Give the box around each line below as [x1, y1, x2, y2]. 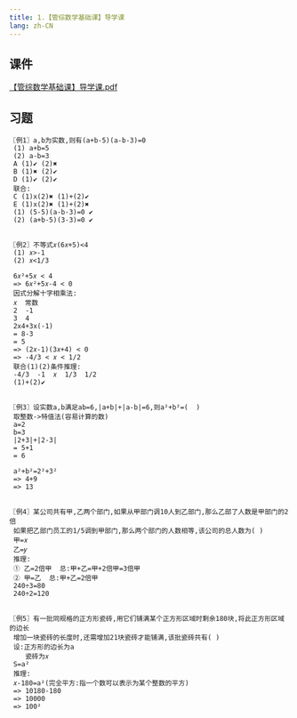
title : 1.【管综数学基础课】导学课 [9, 12, 125, 22]
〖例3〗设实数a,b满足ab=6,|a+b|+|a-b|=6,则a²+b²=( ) [9, 403, 201, 412]
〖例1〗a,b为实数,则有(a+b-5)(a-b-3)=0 [9, 136, 147, 145]
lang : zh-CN [9, 21, 53, 30]
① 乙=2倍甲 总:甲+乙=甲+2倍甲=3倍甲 [12, 564, 140, 574]
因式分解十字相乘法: [12, 289, 77, 298]
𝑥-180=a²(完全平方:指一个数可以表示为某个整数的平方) [12, 679, 189, 688]
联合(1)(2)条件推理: [12, 362, 82, 372]
